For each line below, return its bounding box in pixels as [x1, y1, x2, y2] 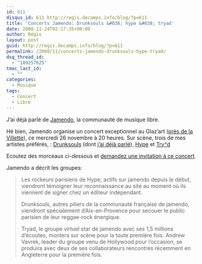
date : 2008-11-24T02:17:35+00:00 [6, 25, 91, 32]
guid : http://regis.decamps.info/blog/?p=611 [6, 43, 123, 49]
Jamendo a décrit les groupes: [6, 164, 83, 171]
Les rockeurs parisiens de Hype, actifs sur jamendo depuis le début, [21, 175, 192, 183]
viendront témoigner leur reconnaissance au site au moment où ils [21, 182, 186, 189]
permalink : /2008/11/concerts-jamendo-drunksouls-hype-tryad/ [6, 49, 166, 55]
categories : [6, 76, 36, 83]
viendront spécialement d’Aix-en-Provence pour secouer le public [21, 207, 186, 214]
